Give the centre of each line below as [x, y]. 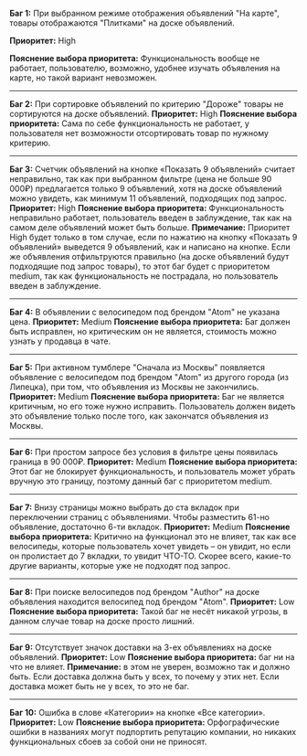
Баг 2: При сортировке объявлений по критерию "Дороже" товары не [147, 104]
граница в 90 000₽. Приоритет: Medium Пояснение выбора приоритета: [154, 462]
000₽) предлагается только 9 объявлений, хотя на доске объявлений [146, 188]
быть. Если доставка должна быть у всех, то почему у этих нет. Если [144, 676]
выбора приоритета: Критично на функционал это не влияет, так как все [153, 537]
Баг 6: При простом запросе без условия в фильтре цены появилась [144, 452]
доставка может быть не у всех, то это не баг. [100, 686]
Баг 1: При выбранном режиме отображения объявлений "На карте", [145, 13]
